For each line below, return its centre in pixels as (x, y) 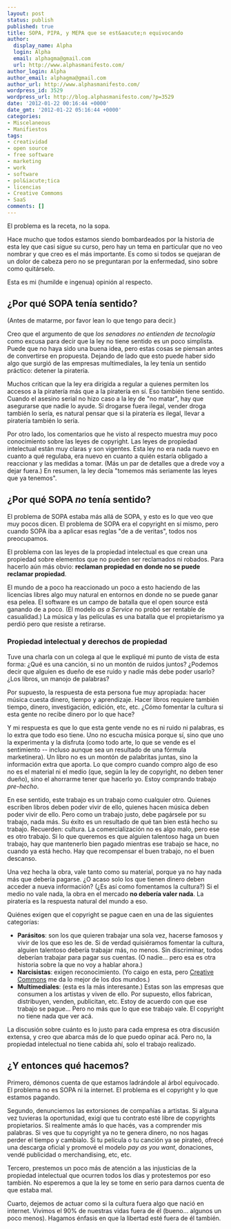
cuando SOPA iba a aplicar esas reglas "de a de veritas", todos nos (102, 531)
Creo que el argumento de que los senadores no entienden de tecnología (111, 334)
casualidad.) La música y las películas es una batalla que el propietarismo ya (116, 616)
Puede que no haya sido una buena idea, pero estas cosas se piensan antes (115, 348)
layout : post (26, 13)
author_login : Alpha (37, 71)
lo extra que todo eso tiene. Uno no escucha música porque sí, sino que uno (115, 735)
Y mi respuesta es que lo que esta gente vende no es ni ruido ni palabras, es (116, 727)
